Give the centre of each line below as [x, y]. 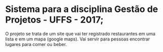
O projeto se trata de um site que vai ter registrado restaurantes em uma [80, 33]
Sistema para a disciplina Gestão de [82, 9]
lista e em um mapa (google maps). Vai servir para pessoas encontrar [78, 39]
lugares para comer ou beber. [36, 44]
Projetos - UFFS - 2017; [55, 20]
